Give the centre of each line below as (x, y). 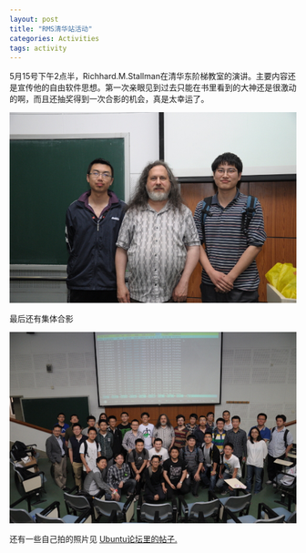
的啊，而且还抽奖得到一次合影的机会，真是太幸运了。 (109, 99)
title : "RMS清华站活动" (51, 29)
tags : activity (38, 48)
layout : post (34, 19)
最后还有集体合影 (41, 319)
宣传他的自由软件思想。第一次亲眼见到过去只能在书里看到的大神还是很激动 (157, 87)
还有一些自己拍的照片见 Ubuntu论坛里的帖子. (93, 538)
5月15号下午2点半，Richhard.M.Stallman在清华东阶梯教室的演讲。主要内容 (149, 77)
